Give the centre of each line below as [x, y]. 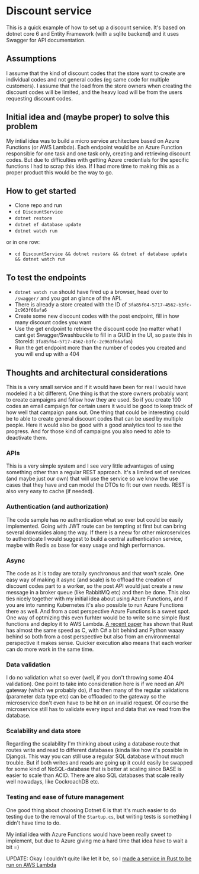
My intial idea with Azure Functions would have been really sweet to [89, 834]
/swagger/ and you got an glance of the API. [68, 298]
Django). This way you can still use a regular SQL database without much [95, 756]
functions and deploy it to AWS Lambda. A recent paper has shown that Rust [99, 624]
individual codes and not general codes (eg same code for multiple [88, 79]
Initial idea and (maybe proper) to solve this [88, 117]
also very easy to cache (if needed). [50, 491]
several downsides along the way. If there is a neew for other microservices [98, 532]
